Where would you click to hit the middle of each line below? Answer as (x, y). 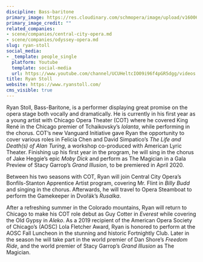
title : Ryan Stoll (29, 79)
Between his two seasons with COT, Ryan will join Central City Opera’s (94, 176)
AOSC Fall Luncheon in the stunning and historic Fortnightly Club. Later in (98, 233)
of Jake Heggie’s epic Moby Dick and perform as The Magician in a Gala (96, 158)
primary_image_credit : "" (39, 23)
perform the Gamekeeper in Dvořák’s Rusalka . (64, 196)
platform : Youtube (35, 62)
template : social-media (41, 68)
